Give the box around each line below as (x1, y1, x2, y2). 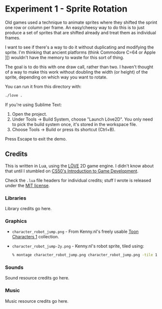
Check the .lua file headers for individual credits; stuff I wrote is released (5, 177, 151, 183)
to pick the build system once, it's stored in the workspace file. (12, 121, 137, 127)
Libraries (5, 195, 27, 201)
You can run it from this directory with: (5, 83, 82, 89)
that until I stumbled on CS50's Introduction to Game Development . (5, 168, 139, 174)
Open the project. (12, 111, 47, 117)
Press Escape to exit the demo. (5, 136, 67, 141)
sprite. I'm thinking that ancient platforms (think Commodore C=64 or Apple (5, 49, 156, 55)
